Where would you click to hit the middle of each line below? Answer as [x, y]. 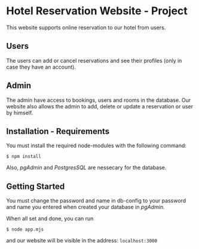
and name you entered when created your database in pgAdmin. [85, 207]
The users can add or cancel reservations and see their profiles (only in [94, 60]
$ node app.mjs [25, 230]
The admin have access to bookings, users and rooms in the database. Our [99, 100]
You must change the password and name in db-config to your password [96, 201]
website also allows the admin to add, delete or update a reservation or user [100, 106]
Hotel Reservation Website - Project [97, 11]
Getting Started [36, 186]
